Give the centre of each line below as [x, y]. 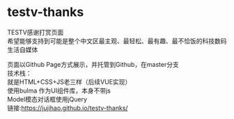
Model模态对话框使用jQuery [47, 99]
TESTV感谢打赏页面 [36, 32]
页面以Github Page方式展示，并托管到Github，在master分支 [93, 64]
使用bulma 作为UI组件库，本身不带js [59, 90]
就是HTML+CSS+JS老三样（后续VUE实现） [69, 81]
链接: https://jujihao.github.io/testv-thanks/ [68, 108]
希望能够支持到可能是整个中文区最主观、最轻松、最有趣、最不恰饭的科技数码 [117, 41]
